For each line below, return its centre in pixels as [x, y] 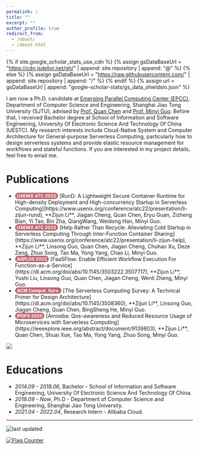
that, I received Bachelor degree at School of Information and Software [92, 117]
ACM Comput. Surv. [38, 290]
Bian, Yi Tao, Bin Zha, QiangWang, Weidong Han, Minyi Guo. [88, 221]
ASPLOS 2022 [32, 259]
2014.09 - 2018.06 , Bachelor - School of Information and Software [95, 386]
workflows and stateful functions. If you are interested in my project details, [98, 149]
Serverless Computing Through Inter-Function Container [84, 234]
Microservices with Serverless [52, 322]
